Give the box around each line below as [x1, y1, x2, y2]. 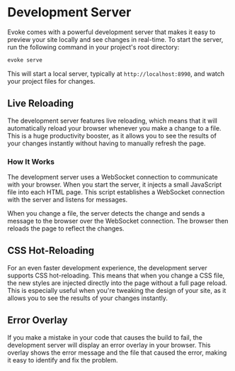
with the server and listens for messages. [7, 195, 128, 204]
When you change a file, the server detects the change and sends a [7, 209, 205, 217]
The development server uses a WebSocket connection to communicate [7, 172, 218, 181]
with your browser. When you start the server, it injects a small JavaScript [7, 180, 222, 189]
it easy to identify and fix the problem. [7, 355, 118, 364]
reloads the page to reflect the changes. [7, 224, 125, 233]
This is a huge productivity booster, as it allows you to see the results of [7, 131, 217, 140]
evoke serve [7, 56, 42, 64]
